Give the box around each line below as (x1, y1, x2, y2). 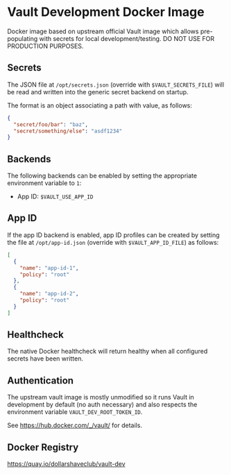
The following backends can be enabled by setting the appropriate (7, 171, 198, 180)
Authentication (7, 374, 74, 386)
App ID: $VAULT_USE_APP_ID (17, 192, 94, 201)
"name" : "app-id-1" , (19, 264, 79, 271)
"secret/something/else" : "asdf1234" (13, 128, 123, 135)
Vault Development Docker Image (7, 4, 205, 20)
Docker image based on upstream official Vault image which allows (7, 27, 199, 35)
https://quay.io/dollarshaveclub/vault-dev (7, 460, 126, 468)
